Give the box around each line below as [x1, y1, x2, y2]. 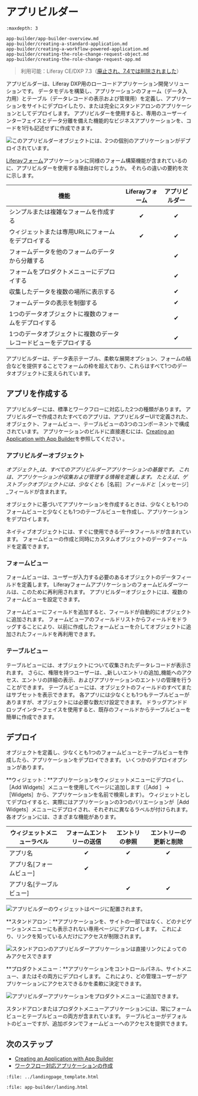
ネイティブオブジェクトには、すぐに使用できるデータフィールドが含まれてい [6, 528, 192, 536]
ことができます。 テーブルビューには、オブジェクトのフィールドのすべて [6, 684, 181, 691]
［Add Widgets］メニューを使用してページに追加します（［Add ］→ [6, 784, 170, 791]
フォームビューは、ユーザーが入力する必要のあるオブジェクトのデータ [6, 573, 177, 581]
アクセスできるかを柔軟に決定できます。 [47, 980, 145, 987]
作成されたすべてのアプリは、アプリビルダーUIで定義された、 [42, 412, 192, 420]
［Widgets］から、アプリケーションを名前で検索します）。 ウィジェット [6, 791, 180, 798]
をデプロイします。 [6, 515, 52, 523]
